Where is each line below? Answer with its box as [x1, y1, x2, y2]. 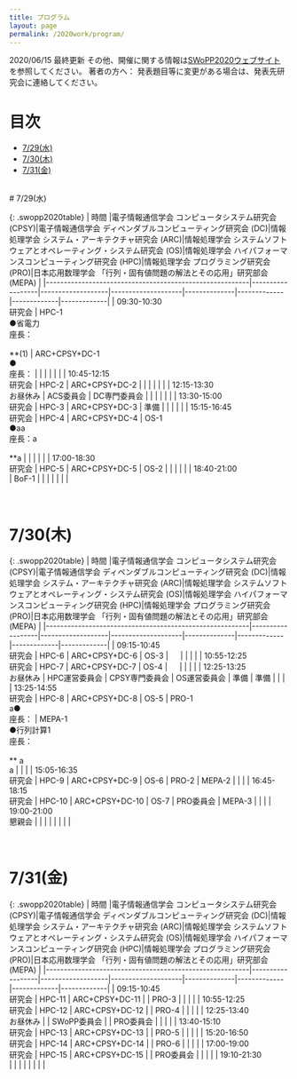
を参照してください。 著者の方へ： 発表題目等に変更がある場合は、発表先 [9, 66, 277, 76]
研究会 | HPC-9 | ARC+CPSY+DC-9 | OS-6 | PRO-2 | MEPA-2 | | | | [9, 775, 250, 786]
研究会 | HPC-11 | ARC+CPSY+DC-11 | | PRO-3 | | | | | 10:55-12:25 [9, 994, 246, 1004]
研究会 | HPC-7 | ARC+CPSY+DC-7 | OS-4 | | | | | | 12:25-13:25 [9, 662, 246, 672]
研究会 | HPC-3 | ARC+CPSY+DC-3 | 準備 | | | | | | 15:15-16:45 [9, 401, 232, 413]
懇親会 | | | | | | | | [9, 816, 71, 827]
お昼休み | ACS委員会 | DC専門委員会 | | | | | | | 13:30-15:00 [9, 391, 223, 401]
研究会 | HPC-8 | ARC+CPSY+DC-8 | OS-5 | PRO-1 [9, 694, 193, 704]
